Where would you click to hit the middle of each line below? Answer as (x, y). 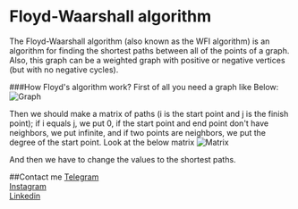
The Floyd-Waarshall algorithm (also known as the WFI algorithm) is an (140, 41)
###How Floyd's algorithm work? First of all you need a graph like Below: (144, 87)
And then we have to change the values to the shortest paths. (123, 159)
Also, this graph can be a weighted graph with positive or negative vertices (147, 60)
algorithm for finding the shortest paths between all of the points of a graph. (149, 50)
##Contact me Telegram (54, 177)
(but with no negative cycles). (64, 70)
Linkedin (25, 196)
